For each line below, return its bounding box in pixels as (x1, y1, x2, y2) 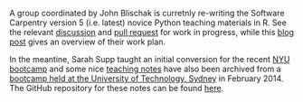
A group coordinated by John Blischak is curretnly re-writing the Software (9, 8, 285, 18)
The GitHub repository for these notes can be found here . (9, 83, 224, 93)
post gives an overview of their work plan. (9, 36, 166, 47)
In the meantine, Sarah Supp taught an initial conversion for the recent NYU (9, 54, 290, 64)
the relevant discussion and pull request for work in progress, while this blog (9, 27, 295, 37)
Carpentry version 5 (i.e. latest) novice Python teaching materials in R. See (9, 17, 287, 28)
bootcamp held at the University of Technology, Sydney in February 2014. (9, 73, 284, 84)
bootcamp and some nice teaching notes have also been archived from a (9, 63, 282, 74)
